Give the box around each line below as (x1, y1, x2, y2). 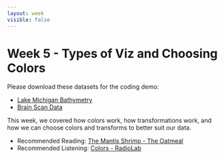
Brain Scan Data (16, 103, 63, 111)
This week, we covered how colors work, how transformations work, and (7, 117, 212, 125)
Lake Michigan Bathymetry (16, 96, 93, 104)
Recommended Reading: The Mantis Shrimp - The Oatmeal (16, 137, 184, 145)
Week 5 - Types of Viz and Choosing (7, 46, 219, 61)
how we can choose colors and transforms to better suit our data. (7, 124, 192, 132)
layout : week (7, 10, 44, 17)
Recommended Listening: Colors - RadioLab (16, 144, 142, 152)
